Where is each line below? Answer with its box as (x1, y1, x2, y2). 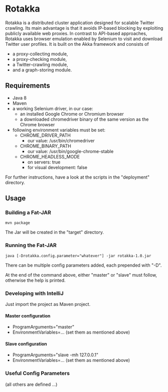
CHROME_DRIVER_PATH (20, 132, 71, 138)
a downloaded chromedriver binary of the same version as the (20, 116, 149, 122)
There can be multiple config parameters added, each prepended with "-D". (5, 262, 162, 268)
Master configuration (5, 312, 51, 319)
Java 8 (12, 95, 27, 101)
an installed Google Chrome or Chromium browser (20, 111, 124, 117)
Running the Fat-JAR (5, 242, 57, 249)
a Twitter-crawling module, (12, 61, 69, 67)
